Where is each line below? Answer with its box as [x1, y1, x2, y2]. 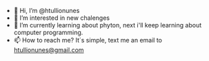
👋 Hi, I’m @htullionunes [13, 7, 80, 14]
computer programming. [13, 28, 83, 36]
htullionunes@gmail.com [13, 46, 84, 54]
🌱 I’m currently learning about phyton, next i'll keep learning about [13, 21, 202, 29]
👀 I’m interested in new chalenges [13, 14, 110, 22]
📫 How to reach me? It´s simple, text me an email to [13, 36, 162, 44]
